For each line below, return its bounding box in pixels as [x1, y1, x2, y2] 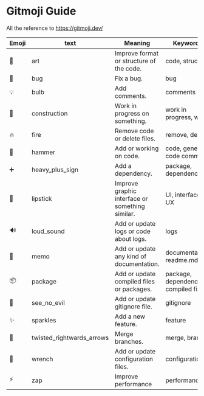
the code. [114, 64, 142, 72]
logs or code [114, 227, 151, 235]
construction [31, 109, 68, 117]
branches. [114, 337, 144, 346]
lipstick [31, 194, 52, 203]
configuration [114, 355, 154, 363]
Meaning [124, 38, 151, 47]
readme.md [165, 255, 199, 264]
